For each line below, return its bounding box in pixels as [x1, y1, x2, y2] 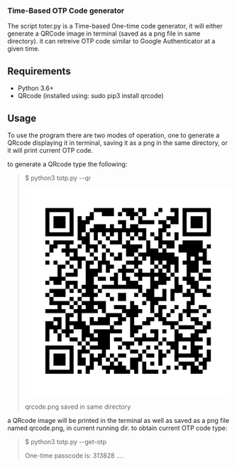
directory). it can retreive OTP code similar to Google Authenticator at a [7, 37, 216, 45]
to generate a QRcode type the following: [7, 159, 128, 168]
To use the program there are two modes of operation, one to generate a [7, 131, 220, 139]
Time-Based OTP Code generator [7, 6, 125, 16]
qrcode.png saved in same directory [24, 402, 131, 411]
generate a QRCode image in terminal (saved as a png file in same [7, 29, 201, 38]
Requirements [7, 65, 71, 77]
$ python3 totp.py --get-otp [24, 438, 107, 446]
